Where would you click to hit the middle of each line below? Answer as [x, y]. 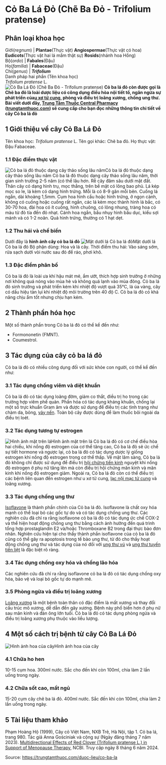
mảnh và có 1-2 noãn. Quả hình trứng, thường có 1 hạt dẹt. [64, 218]
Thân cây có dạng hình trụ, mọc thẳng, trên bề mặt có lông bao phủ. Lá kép [82, 186]
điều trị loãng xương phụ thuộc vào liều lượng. [52, 618]
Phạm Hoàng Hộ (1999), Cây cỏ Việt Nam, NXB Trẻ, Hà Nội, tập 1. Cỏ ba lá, [82, 732]
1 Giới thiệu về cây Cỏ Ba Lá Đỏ [53, 129]
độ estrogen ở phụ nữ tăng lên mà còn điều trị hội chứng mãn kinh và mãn [81, 468]
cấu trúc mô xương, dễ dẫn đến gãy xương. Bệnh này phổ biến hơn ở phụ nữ [83, 608]
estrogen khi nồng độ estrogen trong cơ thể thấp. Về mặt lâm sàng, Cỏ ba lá [83, 457]
